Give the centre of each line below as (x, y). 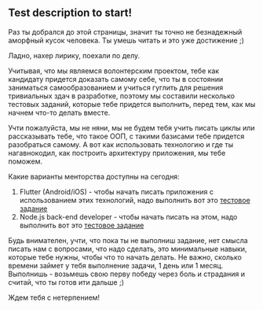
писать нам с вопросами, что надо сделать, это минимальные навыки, (128, 249)
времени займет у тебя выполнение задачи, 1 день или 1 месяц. (116, 265)
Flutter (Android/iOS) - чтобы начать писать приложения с (117, 191)
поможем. (26, 161)
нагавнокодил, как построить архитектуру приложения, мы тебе (117, 153)
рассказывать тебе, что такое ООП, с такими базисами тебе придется (126, 136)
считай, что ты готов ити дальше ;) (66, 282)
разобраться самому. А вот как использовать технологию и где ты (121, 144)
